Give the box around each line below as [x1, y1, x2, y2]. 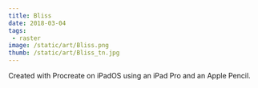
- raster [11, 34, 42, 42]
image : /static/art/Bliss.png [8, 42, 110, 50]
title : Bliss [8, 11, 52, 20]
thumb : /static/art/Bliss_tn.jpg [8, 49, 120, 57]
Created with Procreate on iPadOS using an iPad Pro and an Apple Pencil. [8, 71, 251, 80]
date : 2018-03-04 [8, 19, 67, 27]
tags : [8, 26, 26, 34]
